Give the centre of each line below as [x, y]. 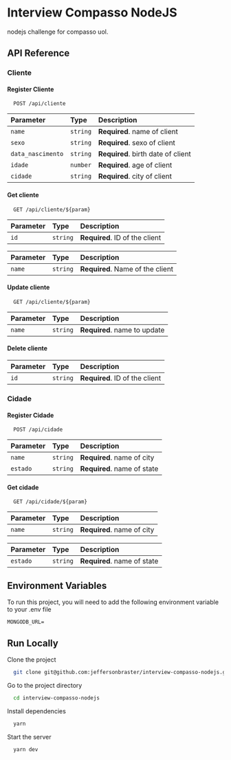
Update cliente [29, 287]
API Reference [38, 53]
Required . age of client [135, 165]
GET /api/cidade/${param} [51, 502]
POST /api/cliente [40, 104]
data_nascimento [37, 154]
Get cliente [23, 195]
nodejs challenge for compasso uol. [58, 32]
